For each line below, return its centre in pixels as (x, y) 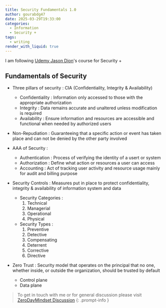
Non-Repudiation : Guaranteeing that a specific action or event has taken (87, 133)
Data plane (31, 285)
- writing (20, 42)
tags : (11, 38)
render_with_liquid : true (32, 46)
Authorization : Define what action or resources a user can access (87, 163)
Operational (39, 214)
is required (31, 113)
